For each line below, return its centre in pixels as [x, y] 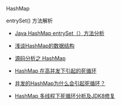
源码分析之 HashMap [40, 58]
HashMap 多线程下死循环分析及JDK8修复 [65, 96]
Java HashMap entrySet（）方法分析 [60, 33]
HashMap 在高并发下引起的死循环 [55, 71]
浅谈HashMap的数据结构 [45, 46]
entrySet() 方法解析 [30, 21]
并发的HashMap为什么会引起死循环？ [60, 83]
